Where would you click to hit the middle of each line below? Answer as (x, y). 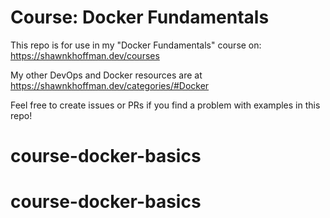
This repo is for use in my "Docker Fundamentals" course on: (136, 45)
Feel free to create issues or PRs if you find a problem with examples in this (165, 105)
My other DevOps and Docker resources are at (106, 75)
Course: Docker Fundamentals (140, 17)
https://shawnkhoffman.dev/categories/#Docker (110, 85)
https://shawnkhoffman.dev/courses (85, 55)
